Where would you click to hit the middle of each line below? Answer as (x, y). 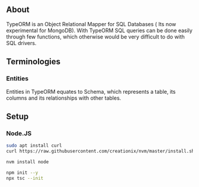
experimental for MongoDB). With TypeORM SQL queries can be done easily (99, 30)
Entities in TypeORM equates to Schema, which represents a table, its (91, 91)
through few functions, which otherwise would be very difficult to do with (96, 37)
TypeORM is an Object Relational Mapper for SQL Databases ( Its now (91, 24)
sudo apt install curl (34, 146)
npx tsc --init (25, 178)
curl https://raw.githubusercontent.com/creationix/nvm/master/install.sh (100, 151)
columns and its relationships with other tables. (64, 98)
